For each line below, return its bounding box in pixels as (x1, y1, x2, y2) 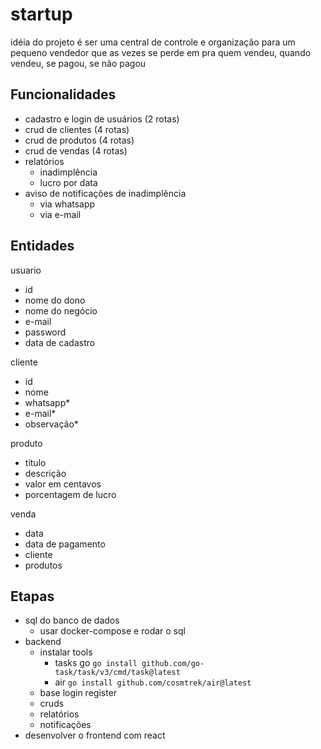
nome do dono (24, 294, 86, 306)
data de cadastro (24, 336, 96, 348)
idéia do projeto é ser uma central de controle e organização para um (10, 36, 296, 48)
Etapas (10, 588, 55, 605)
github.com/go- (141, 659, 205, 669)
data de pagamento (24, 538, 106, 550)
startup (10, 3, 73, 26)
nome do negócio (24, 304, 98, 317)
